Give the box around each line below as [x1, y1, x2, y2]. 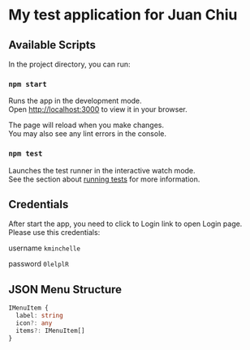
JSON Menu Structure [8, 282, 123, 297]
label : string [15, 312, 63, 320]
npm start [8, 79, 47, 88]
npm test [8, 149, 43, 159]
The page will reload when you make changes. [8, 120, 165, 130]
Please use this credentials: [8, 228, 101, 237]
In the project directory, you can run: [8, 59, 131, 69]
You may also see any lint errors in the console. [8, 129, 166, 139]
